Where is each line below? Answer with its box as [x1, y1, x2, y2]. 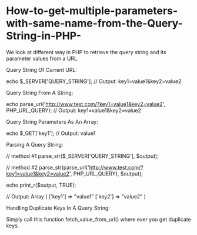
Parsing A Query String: [6, 141, 64, 148]
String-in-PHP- [6, 29, 81, 42]
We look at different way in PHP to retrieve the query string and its [6, 48, 166, 55]
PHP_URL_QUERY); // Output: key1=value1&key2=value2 [6, 107, 141, 114]
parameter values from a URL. [6, 55, 79, 62]
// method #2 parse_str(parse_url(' [6, 164, 89, 171]
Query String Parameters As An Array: [6, 118, 98, 125]
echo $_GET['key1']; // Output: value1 [6, 130, 96, 137]
